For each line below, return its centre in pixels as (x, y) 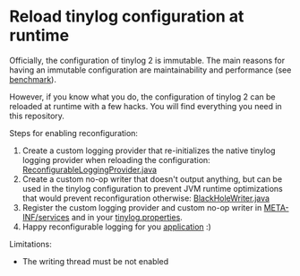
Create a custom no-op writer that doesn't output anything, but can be (152, 179)
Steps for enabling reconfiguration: (74, 133)
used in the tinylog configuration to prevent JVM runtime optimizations (153, 188)
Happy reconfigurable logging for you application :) (117, 227)
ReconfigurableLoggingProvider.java (90, 169)
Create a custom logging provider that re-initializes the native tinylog (149, 151)
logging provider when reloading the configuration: (116, 160)
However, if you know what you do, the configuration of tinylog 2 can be (142, 97)
